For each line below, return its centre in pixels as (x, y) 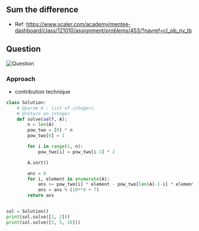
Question (23, 49)
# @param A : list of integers (55, 108)
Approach (21, 78)
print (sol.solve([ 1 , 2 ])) (38, 217)
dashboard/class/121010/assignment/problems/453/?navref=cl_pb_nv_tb (103, 30)
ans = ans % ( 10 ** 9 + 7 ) (68, 190)
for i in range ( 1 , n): (55, 147)
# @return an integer (43, 113)
